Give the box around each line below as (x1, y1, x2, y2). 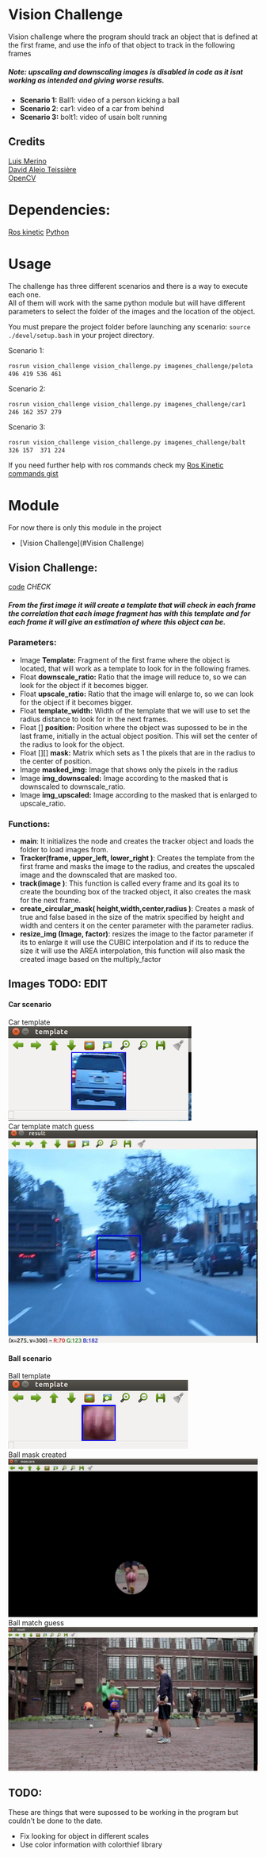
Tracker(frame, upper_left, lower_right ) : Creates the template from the (19, 853, 255, 863)
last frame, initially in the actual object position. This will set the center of (19, 731, 258, 740)
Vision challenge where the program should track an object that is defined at (8, 32, 258, 41)
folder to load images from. (19, 844, 108, 854)
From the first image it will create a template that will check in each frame (8, 600, 256, 609)
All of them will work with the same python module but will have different (8, 298, 245, 307)
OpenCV (8, 173, 36, 183)
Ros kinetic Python (8, 227, 70, 236)
